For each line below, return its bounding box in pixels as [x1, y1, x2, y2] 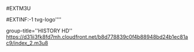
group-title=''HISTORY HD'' [6, 27, 73, 34]
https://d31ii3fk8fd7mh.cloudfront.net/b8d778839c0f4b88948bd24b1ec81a [6, 34, 189, 40]
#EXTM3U [6, 5, 31, 12]
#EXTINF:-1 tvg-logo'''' [6, 16, 62, 23]
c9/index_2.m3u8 [6, 40, 49, 46]
